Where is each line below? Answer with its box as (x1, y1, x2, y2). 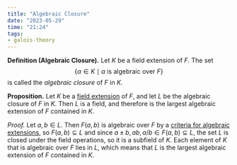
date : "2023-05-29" (7, 17, 65, 24)
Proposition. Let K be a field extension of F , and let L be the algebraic (7, 92, 211, 101)
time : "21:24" (7, 23, 50, 30)
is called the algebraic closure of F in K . (7, 79, 123, 87)
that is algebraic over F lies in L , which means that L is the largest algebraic (7, 143, 226, 152)
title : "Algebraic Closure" (7, 10, 91, 18)
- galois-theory (7, 37, 55, 44)
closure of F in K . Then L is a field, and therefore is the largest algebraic (7, 100, 216, 108)
